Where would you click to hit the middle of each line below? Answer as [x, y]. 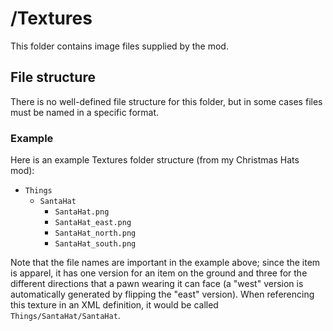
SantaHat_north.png [95, 233]
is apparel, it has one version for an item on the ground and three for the [159, 273]
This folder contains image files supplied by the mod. [119, 46]
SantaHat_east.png [93, 223]
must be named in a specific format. [85, 112]
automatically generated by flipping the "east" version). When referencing [162, 294]
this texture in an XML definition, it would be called [114, 305]
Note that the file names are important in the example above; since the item [165, 263]
